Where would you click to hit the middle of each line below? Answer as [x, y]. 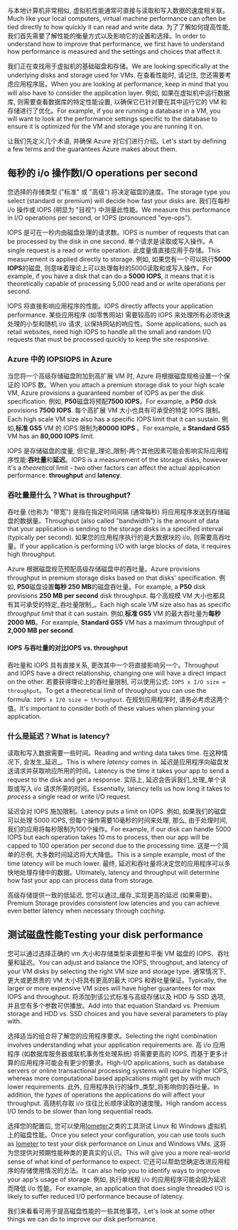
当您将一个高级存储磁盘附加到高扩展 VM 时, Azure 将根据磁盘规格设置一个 [115, 376]
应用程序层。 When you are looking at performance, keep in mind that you [121, 84]
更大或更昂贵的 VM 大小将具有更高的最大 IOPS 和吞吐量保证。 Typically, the [117, 980]
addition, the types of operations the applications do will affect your [107, 1095]
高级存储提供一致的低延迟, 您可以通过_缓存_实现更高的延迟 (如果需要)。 [112, 895]
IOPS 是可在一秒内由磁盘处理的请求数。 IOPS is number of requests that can [118, 232]
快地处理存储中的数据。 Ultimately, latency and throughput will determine [113, 872]
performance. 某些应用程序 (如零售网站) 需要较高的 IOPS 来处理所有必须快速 [119, 314]
